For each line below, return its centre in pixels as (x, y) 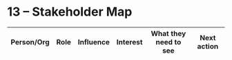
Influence (94, 42)
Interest (129, 42)
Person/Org (30, 42)
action (208, 46)
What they (168, 33)
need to (168, 42)
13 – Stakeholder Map (70, 12)
